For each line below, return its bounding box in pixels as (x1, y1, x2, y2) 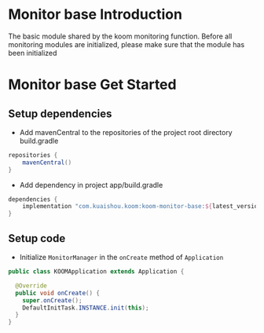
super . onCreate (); (22, 296, 82, 304)
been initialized (8, 48, 57, 57)
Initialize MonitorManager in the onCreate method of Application (19, 253, 224, 262)
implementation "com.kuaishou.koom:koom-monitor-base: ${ (22, 203, 213, 210)
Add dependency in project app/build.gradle (19, 180, 163, 189)
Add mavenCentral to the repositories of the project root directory (19, 127, 233, 137)
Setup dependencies (8, 107, 112, 120)
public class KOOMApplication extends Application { (8, 268, 185, 276)
